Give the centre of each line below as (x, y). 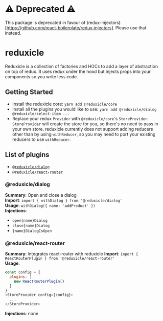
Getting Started (29, 92)
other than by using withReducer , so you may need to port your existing (84, 134)
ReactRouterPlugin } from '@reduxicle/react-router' (60, 259)
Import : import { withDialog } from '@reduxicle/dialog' (64, 200)
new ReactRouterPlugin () (39, 281)
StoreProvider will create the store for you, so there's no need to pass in (85, 124)
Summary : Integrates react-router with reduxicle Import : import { (72, 254)
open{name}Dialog (30, 220)
